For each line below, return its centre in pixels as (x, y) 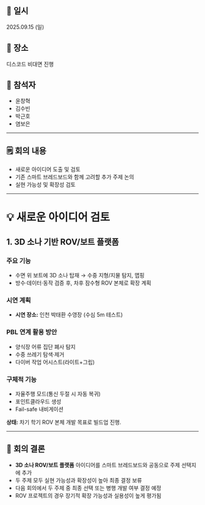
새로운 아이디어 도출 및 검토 (48, 170)
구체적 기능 (22, 380)
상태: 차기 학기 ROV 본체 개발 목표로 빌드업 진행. (64, 422)
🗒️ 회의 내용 (27, 151)
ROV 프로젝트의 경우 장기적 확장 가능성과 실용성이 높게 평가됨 (88, 495)
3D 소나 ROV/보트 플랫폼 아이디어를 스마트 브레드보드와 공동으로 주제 (97, 465)
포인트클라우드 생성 (38, 402)
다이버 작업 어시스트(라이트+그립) (55, 362)
